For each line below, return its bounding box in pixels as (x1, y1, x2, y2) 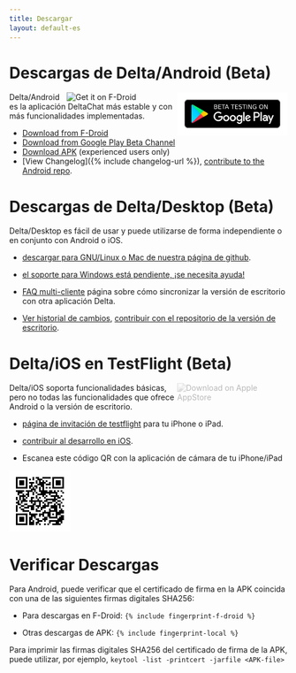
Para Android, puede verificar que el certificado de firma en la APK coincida (9, 584, 285, 594)
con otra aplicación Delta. (21, 296, 117, 307)
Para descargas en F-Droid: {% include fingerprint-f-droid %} (21, 610, 256, 621)
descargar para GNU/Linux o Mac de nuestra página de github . (21, 252, 252, 263)
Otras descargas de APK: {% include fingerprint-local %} (21, 628, 239, 639)
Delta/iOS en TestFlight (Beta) (9, 354, 232, 373)
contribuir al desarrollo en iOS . (21, 436, 133, 447)
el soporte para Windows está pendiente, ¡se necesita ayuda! (21, 270, 246, 280)
